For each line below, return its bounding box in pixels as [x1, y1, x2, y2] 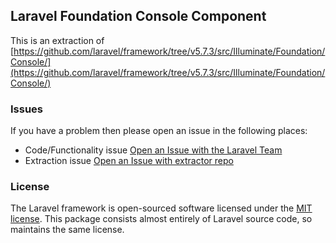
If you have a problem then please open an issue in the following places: [10, 125, 308, 137]
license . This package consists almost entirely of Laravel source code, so [10, 213, 313, 225]
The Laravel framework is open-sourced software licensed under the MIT [10, 202, 313, 214]
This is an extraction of [10, 34, 105, 46]
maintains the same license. [10, 224, 125, 236]
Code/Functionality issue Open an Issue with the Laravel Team [24, 144, 283, 156]
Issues [10, 102, 44, 116]
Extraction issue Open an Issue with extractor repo [24, 155, 234, 167]
